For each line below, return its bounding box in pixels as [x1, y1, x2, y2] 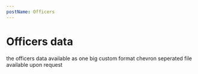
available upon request [6, 61, 63, 68]
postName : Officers [6, 8, 55, 15]
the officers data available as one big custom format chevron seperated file [6, 55, 192, 62]
